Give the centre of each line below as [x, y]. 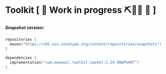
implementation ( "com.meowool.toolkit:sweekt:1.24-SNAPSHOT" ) [75, 62]
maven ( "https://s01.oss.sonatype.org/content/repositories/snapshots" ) [86, 44]
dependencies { [21, 58]
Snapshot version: [25, 27]
